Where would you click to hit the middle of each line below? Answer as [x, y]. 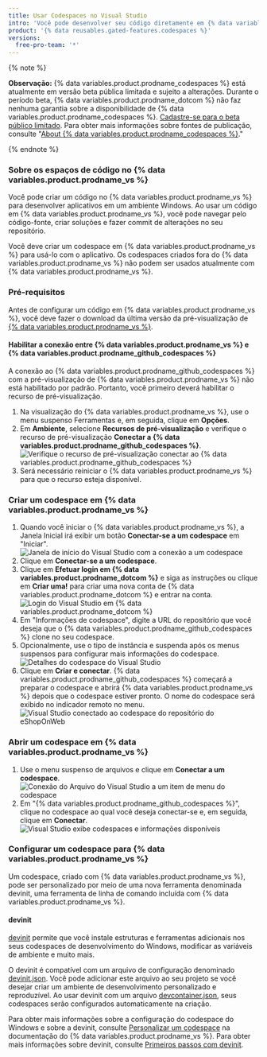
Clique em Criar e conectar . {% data [80, 671]
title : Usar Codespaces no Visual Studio [78, 16]
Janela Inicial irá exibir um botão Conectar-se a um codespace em [130, 536]
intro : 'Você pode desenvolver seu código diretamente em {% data [120, 23]
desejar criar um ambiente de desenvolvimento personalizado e [112, 987]
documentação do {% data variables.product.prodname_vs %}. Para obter [130, 1036]
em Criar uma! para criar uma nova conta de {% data [107, 586]
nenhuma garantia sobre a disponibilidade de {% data [96, 109]
